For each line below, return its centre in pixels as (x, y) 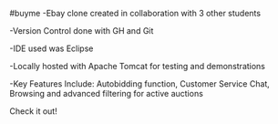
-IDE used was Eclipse (51, 48)
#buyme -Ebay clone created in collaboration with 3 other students (135, 13)
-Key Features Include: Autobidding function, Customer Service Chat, (140, 84)
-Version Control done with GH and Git (82, 31)
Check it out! (33, 111)
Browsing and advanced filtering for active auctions (106, 93)
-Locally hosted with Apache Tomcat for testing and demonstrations (138, 66)
